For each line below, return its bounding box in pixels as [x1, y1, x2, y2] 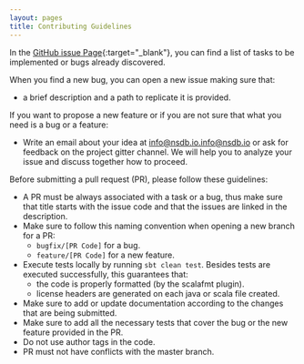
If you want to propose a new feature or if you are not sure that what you [9, 109, 282, 120]
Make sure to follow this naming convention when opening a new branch [22, 220, 296, 231]
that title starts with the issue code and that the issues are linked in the [22, 201, 288, 212]
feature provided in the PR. [22, 327, 124, 338]
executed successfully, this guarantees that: [22, 268, 188, 279]
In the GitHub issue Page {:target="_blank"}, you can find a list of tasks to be [9, 46, 295, 57]
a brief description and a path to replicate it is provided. [22, 92, 231, 103]
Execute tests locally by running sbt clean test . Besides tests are [22, 258, 271, 269]
